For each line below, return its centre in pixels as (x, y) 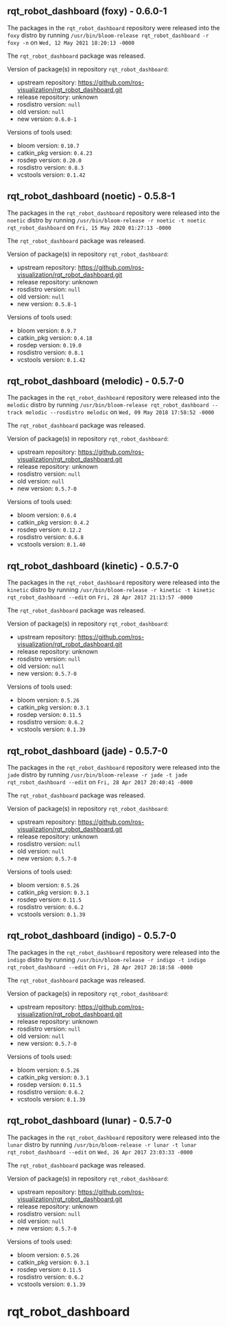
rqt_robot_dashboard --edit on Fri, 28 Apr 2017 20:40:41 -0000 (100, 782)
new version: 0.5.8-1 (47, 304)
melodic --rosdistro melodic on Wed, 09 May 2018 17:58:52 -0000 (120, 412)
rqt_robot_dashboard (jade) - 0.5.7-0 (87, 751)
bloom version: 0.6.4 (47, 515)
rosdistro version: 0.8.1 (50, 352)
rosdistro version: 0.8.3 (50, 167)
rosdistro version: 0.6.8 (50, 537)
